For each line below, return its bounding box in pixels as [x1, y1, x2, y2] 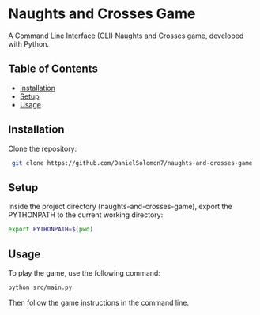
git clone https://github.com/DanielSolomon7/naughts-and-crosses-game [11, 159, 253, 167]
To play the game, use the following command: [8, 268, 160, 277]
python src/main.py [8, 283, 73, 291]
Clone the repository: [8, 144, 77, 153]
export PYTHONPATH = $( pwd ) [8, 226, 93, 234]
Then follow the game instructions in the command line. [8, 298, 190, 307]
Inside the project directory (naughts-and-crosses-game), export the [8, 202, 233, 212]
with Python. [8, 39, 50, 48]
